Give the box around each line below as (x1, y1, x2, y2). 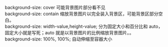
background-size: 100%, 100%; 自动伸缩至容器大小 (5, 36, 113, 42)
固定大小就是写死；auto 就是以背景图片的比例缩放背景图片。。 (5, 30, 134, 35)
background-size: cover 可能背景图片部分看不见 (5, 5, 106, 10)
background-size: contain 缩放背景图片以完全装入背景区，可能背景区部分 (5, 11, 159, 17)
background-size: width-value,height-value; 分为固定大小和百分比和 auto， (5, 23, 163, 29)
